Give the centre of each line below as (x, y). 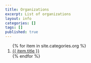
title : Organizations (27, 9)
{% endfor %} (26, 56)
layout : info (18, 18)
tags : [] (14, 28)
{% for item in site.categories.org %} (49, 46)
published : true (22, 32)
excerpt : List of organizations (38, 14)
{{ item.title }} (26, 51)
